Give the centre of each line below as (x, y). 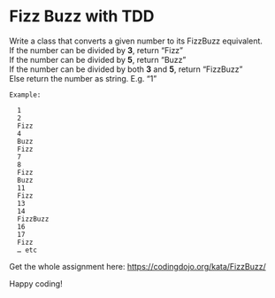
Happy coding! (36, 283)
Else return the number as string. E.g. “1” (83, 78)
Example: (25, 95)
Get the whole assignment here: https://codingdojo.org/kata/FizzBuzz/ (138, 266)
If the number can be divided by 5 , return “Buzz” (98, 59)
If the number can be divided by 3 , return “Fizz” (96, 50)
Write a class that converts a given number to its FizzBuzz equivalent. (136, 41)
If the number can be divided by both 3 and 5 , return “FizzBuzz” (126, 69)
